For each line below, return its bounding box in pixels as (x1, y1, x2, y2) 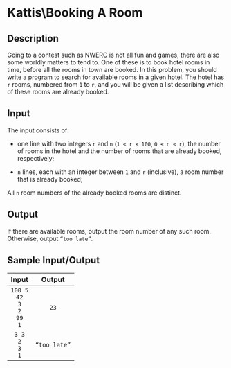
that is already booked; (17, 175, 83, 183)
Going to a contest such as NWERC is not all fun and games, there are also (7, 51, 220, 59)
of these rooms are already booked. (7, 88, 109, 96)
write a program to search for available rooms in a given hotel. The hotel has (7, 73, 225, 81)
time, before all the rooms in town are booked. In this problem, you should (7, 66, 218, 73)
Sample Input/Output (7, 254, 100, 266)
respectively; (17, 154, 55, 162)
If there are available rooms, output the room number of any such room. (7, 227, 212, 235)
